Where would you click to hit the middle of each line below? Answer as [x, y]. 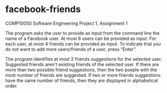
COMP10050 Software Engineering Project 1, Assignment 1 [66, 23]
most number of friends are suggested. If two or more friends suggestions [83, 75]
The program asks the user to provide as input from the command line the [82, 33]
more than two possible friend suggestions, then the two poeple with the [81, 70]
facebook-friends [43, 9]
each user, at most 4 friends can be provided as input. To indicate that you [83, 43]
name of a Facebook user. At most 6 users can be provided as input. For [81, 38]
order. [11, 86]
